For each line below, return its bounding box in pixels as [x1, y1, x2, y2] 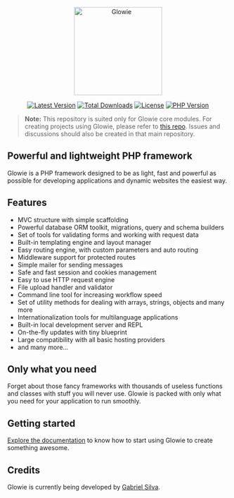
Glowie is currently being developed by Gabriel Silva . [7, 483, 160, 492]
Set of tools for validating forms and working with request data [17, 230, 199, 239]
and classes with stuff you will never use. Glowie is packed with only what [7, 389, 221, 398]
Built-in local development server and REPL [17, 320, 143, 329]
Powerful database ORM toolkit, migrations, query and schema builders [17, 223, 225, 231]
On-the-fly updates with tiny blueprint [17, 328, 128, 336]
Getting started [7, 417, 76, 430]
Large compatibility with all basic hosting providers [17, 335, 165, 344]
